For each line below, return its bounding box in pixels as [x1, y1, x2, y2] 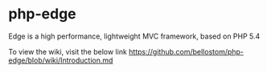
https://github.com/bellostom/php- [128, 47, 244, 56]
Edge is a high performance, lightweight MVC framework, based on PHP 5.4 [8, 31, 261, 41]
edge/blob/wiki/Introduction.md [8, 55, 113, 65]
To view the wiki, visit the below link [8, 47, 127, 56]
